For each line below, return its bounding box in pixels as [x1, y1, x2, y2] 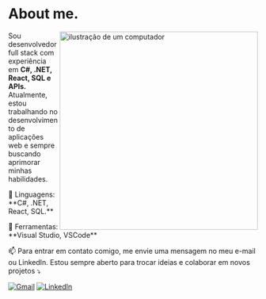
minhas [8, 166, 32, 175]
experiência [8, 56, 47, 66]
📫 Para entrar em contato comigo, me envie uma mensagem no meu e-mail [8, 246, 256, 255]
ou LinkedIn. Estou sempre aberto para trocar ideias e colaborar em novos [8, 257, 251, 266]
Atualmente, [8, 90, 47, 99]
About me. [8, 5, 79, 23]
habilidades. [8, 174, 48, 183]
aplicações [8, 132, 44, 141]
